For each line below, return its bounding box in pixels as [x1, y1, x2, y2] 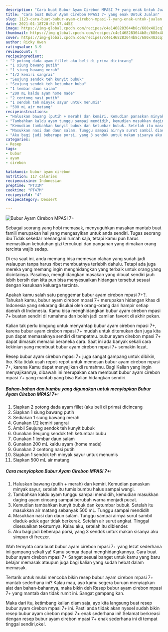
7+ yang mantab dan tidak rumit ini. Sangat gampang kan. [5, 590, 125, 596]
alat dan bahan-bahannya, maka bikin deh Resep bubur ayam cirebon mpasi [5, 585, 163, 591]
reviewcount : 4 [5, 49, 37, 54]
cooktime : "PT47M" [5, 188, 44, 193]
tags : [5, 147, 17, 152]
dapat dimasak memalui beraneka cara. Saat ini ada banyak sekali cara [5, 338, 152, 344]
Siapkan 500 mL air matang [12, 457, 70, 463]
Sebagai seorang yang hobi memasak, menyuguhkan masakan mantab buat [5, 225, 162, 231]
